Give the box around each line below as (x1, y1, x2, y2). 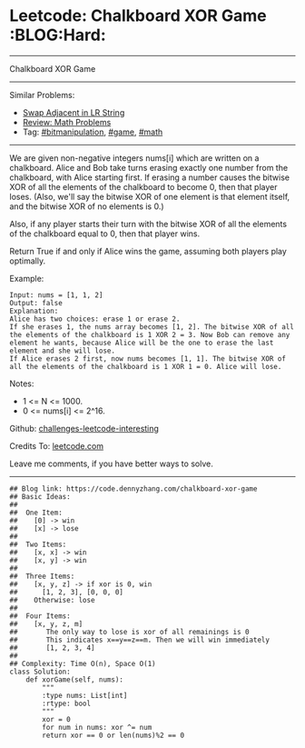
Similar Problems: (9, 89, 75, 100)
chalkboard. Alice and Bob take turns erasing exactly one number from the (9, 162, 289, 173)
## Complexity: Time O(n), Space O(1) (9, 659, 156, 668)
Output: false (9, 298, 64, 307)
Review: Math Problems (22, 116, 112, 127)
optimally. (9, 255, 46, 266)
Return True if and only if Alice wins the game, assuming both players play (9, 245, 288, 256)
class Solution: (9, 667, 71, 676)
